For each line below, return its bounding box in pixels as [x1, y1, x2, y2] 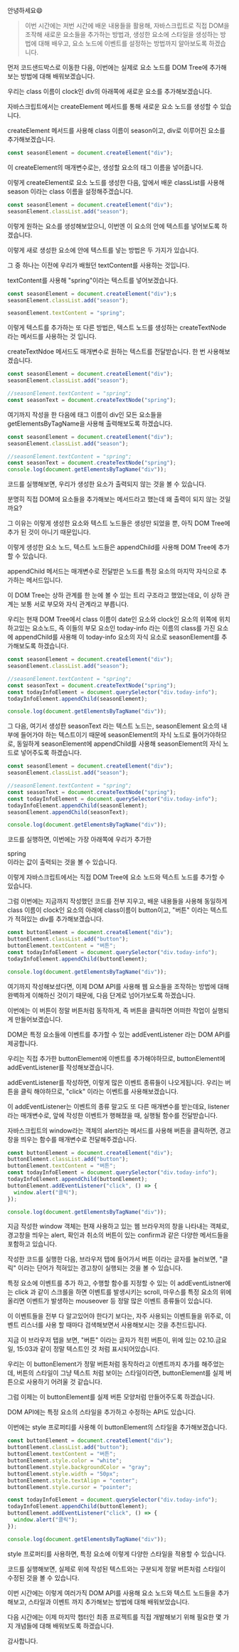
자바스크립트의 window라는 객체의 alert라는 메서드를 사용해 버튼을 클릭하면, [7, 1126, 218, 1135]
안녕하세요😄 [7, 6, 43, 14]
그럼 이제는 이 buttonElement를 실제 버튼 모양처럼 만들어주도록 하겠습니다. [7, 1393, 216, 1402]
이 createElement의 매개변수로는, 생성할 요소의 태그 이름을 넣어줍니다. [7, 163, 203, 171]
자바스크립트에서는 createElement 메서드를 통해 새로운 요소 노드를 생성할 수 [7, 102, 219, 110]
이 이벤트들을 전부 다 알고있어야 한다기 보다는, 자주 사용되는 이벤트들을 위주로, [7, 1312, 224, 1320]
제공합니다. [7, 1039, 38, 1047]
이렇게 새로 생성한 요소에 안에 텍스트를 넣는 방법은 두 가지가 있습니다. [7, 245, 199, 254]
